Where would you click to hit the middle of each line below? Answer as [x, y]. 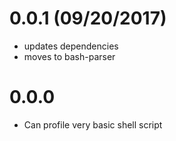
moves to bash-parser [69, 56]
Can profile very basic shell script [93, 124]
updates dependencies [71, 46]
